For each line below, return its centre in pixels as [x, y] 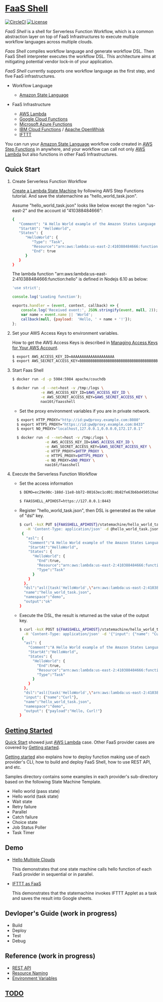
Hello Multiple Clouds [33, 859]
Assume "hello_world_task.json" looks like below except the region [79, 205]
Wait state [22, 802]
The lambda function [33, 274]
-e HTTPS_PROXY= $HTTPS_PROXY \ [76, 455]
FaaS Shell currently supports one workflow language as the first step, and [80, 71]
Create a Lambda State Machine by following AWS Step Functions [78, 191]
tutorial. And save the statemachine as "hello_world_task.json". [74, 196]
